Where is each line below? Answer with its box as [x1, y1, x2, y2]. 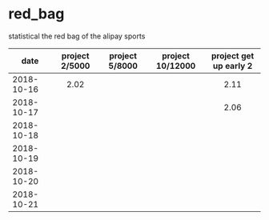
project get [211, 50, 255, 61]
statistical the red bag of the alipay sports [8, 31, 146, 41]
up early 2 [212, 60, 253, 71]
